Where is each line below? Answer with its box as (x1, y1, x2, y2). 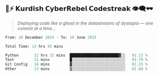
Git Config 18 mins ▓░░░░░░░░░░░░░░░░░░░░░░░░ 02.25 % (5, 62, 148, 67)
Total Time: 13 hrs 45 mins (5, 44, 64, 49)
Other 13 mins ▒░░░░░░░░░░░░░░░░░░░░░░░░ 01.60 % (5, 67, 148, 72)
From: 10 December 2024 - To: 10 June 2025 (5, 35, 97, 40)
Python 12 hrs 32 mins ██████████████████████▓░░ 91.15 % (5, 53, 148, 58)
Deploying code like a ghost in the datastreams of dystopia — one (17, 20, 154, 26)
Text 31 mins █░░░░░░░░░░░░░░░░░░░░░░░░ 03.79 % (5, 57, 148, 62)
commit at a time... (17, 25, 56, 31)
